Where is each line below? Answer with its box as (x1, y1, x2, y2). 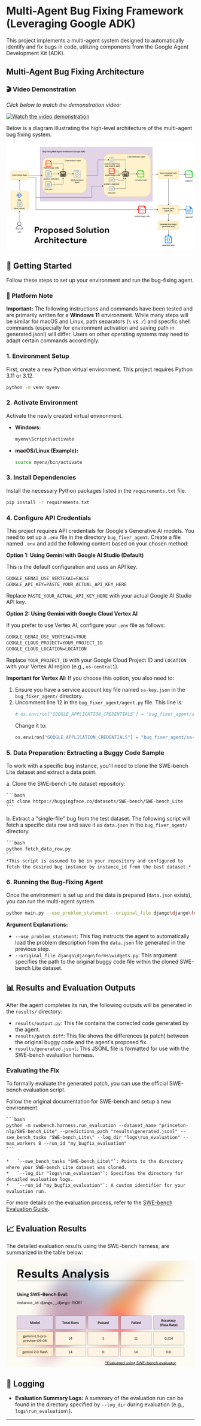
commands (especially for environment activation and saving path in (6, 324, 175, 331)
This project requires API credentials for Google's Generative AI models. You (6, 527, 194, 534)
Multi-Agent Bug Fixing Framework (6, 4, 184, 18)
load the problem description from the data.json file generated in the (14, 939, 185, 946)
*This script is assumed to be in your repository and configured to (6, 858, 184, 864)
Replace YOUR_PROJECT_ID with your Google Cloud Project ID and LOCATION (6, 656, 187, 664)
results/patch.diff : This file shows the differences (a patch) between (14, 1032, 189, 1039)
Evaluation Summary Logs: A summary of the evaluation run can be (14, 1395, 184, 1402)
